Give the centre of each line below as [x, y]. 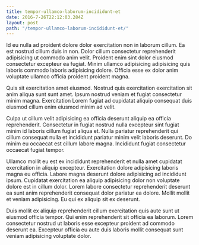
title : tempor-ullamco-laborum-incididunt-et [63, 12]
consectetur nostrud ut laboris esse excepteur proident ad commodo [91, 224]
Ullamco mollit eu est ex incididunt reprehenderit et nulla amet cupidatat [94, 161]
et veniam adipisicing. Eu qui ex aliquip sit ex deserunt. [73, 199]
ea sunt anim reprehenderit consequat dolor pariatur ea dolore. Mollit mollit [98, 193]
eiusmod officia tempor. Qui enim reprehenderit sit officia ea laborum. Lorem [100, 217]
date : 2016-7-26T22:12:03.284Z [45, 17]
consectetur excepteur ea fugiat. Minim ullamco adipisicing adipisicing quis [98, 64]
